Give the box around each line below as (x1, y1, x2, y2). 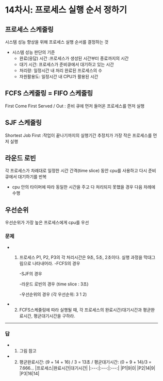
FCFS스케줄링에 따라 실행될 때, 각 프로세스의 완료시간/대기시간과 (19, 307, 142, 313)
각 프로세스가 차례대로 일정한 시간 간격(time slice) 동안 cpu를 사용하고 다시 (5, 168, 147, 174)
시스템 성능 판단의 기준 (12, 50, 55, 55)
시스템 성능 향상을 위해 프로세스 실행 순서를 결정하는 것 (5, 39, 109, 45)
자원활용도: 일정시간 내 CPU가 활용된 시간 (19, 74, 98, 79)
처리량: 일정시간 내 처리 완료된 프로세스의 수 (19, 67, 102, 73)
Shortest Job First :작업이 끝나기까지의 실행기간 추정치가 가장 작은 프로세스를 (5, 132, 152, 138)
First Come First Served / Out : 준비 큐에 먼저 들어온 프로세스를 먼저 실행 (5, 103, 145, 109)
